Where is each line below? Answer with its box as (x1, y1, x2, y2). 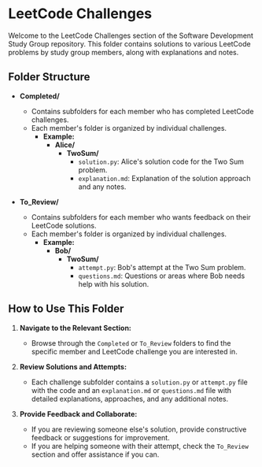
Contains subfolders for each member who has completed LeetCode (31, 106, 254, 116)
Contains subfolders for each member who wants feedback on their (31, 212, 252, 221)
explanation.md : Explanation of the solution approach (78, 173, 251, 183)
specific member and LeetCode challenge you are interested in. (31, 347, 238, 356)
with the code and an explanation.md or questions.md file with (31, 385, 232, 395)
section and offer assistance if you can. (31, 450, 160, 459)
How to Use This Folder (8, 302, 124, 316)
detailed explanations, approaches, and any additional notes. (31, 394, 229, 403)
